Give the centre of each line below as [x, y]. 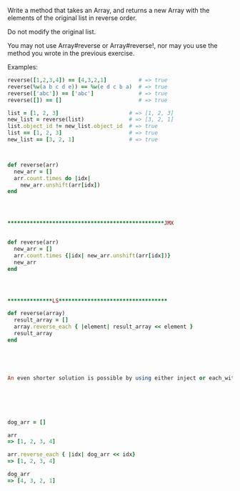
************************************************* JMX [91, 223]
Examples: [22, 67]
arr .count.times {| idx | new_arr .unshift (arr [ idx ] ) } [92, 256]
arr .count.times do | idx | [52, 178]
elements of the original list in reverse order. [72, 18]
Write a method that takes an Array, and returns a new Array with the [109, 10]
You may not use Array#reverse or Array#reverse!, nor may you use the [112, 45]
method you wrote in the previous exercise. [71, 53]
